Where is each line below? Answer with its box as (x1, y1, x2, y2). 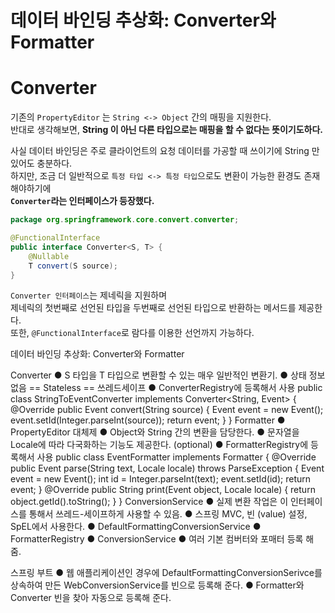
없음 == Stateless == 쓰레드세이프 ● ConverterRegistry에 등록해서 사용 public (10, 382, 323, 394)
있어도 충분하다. (10, 157, 73, 170)
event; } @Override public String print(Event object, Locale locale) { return (10, 484, 316, 496)
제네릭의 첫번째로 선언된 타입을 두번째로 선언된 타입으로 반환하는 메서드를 (10, 302, 297, 314)
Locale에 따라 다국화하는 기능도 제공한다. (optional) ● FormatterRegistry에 (10, 439, 309, 451)
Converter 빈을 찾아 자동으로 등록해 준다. (10, 592, 172, 604)
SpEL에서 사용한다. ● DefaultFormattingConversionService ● (10, 521, 262, 533)
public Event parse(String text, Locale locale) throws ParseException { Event (10, 462, 325, 475)
